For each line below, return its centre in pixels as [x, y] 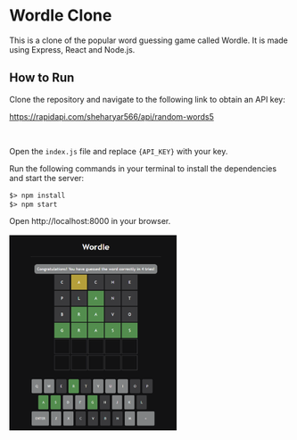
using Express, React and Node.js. [72, 49]
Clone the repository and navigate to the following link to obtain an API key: [147, 99]
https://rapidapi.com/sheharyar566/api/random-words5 [111, 116]
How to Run [42, 78]
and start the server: [47, 178]
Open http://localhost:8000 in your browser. [90, 220]
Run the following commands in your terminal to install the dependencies [143, 168]
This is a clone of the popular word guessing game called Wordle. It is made [148, 40]
